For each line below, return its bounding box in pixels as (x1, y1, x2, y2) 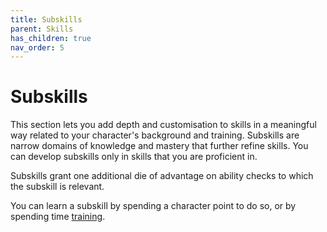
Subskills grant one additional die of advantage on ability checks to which (10, 170, 314, 182)
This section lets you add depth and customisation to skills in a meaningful (10, 119, 317, 131)
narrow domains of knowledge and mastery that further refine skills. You (10, 140, 309, 152)
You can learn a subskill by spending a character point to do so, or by (10, 200, 297, 212)
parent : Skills (10, 24, 74, 34)
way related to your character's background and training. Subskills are (10, 129, 300, 141)
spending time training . (10, 211, 106, 223)
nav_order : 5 (10, 42, 65, 53)
